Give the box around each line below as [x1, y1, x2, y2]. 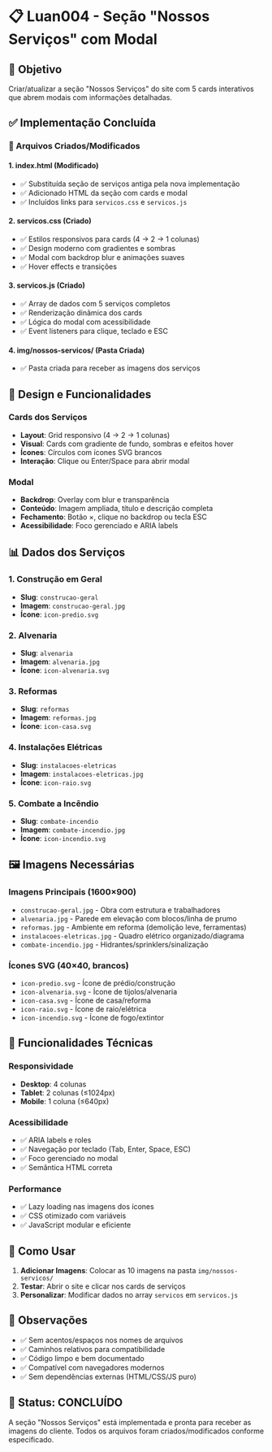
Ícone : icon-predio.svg [19, 609, 99, 619]
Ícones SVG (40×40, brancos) [8, 960, 129, 971]
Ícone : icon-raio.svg [19, 778, 92, 787]
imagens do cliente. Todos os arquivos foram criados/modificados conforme [8, 1426, 265, 1436]
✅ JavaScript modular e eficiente [19, 1220, 132, 1230]
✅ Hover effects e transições [19, 262, 118, 271]
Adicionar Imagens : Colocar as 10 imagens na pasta [19, 1266, 196, 1276]
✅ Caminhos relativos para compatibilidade [19, 1344, 166, 1354]
